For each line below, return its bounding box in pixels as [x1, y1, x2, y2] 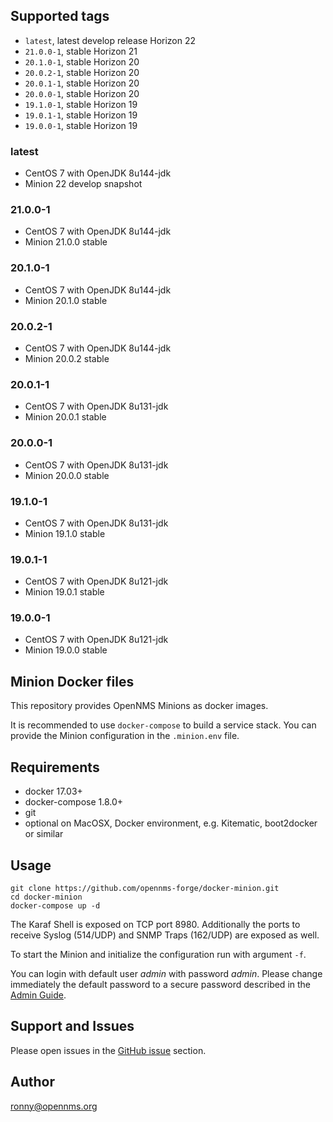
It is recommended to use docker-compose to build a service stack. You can [10, 719, 317, 731]
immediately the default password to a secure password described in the [10, 978, 311, 990]
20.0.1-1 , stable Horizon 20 [24, 77, 140, 89]
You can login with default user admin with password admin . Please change [10, 967, 323, 979]
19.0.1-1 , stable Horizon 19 [24, 109, 138, 121]
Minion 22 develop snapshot [24, 178, 143, 190]
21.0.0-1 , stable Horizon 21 [24, 45, 138, 57]
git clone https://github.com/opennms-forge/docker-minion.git [10, 883, 280, 893]
